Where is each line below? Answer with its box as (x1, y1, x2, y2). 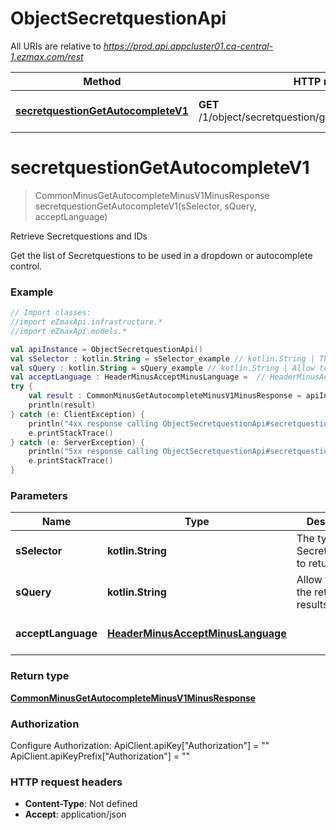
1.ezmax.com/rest (10, 50, 84, 62)
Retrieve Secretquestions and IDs (10, 230, 148, 242)
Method (83, 74, 122, 88)
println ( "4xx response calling (28, 418, 159, 429)
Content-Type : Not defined (24, 798, 138, 810)
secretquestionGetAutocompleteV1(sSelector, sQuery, (34, 200, 257, 212)
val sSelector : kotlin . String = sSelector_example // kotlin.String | (10, 353, 315, 364)
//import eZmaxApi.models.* (10, 326, 128, 336)
